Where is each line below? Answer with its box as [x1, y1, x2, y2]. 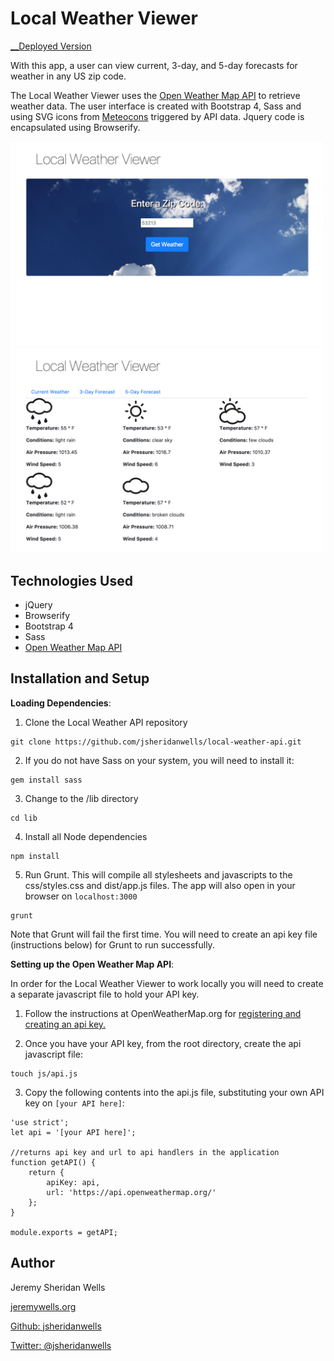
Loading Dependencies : [10, 697, 112, 709]
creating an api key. [24, 1018, 107, 1030]
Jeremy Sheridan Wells [10, 1281, 106, 1293]
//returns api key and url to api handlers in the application [10, 1147, 280, 1157]
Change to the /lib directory [24, 792, 139, 804]
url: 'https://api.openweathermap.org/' [46, 1187, 217, 1197]
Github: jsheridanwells [10, 1320, 102, 1332]
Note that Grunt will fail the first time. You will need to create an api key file [10, 928, 318, 940]
